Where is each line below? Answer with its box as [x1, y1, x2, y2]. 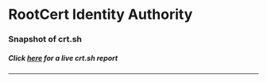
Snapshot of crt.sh [8, 34, 82, 45]
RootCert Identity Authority [8, 6, 193, 24]
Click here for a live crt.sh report [8, 53, 118, 62]
